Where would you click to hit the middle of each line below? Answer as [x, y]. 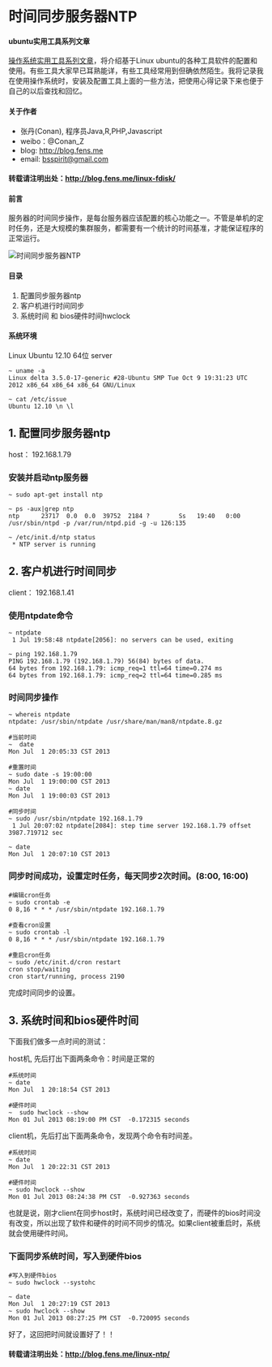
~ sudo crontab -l [39, 932]
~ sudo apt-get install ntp [56, 495]
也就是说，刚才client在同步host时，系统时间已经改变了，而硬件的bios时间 [131, 1213]
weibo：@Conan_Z [52, 141]
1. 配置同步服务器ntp [59, 433]
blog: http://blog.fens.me [62, 150]
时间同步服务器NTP [73, 17]
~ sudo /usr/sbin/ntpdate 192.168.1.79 [76, 819]
